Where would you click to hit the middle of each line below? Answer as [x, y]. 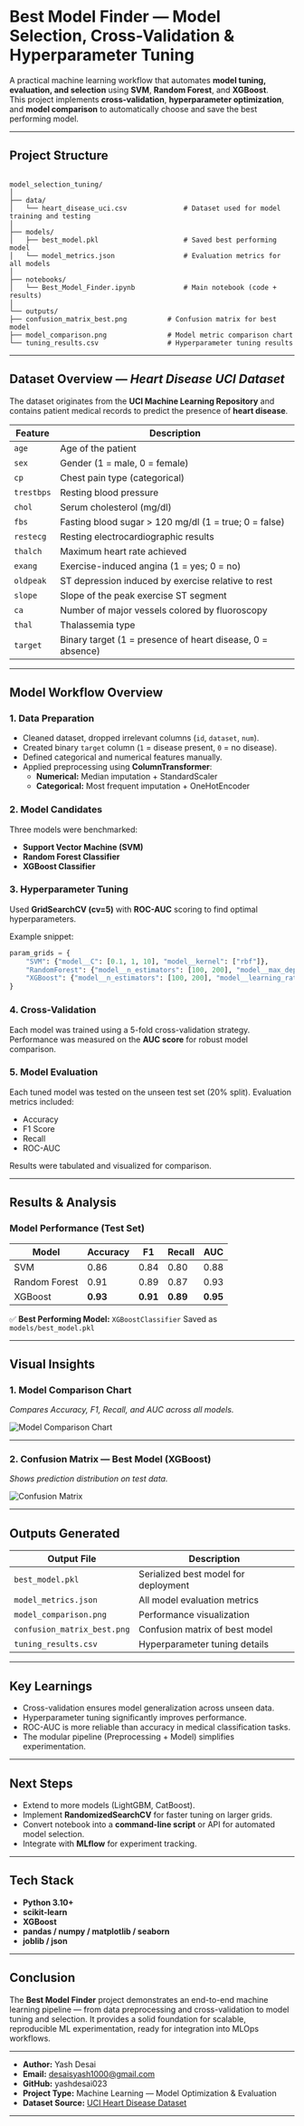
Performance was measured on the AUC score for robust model [129, 1039]
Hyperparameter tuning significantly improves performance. [134, 1718]
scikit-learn [45, 1911]
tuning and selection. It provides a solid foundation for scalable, [128, 2019]
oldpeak [30, 580]
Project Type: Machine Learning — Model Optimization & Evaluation [150, 2092]
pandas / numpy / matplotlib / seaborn [96, 1931]
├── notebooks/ [38, 279]
